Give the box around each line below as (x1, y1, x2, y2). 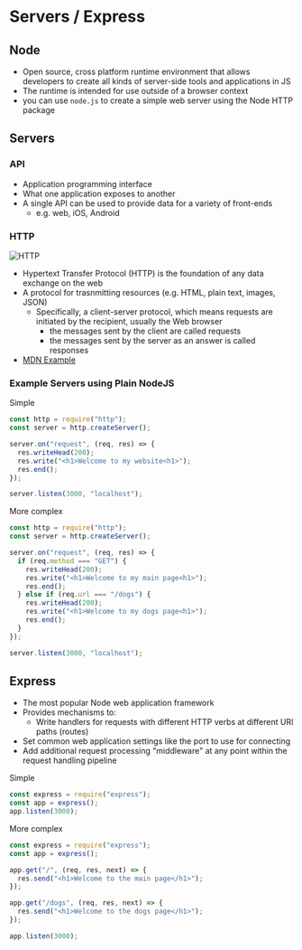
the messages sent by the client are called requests (49, 325, 242, 336)
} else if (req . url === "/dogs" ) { (17, 590, 151, 599)
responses (49, 344, 89, 355)
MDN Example (22, 354, 77, 365)
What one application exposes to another (22, 188, 176, 199)
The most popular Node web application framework (22, 698, 215, 709)
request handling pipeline (22, 755, 117, 766)
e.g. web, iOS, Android (35, 207, 120, 218)
